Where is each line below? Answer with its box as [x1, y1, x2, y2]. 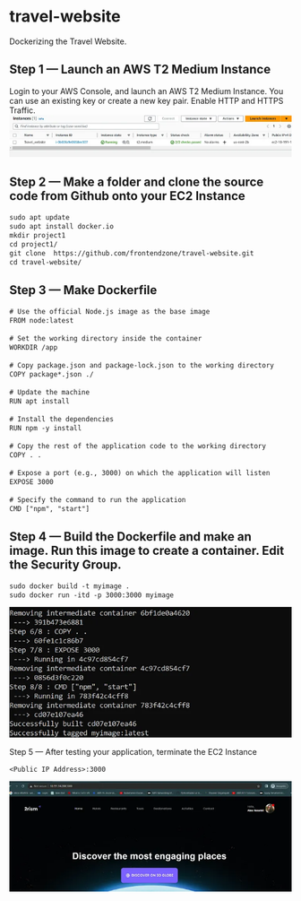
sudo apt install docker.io [9, 222, 115, 231]
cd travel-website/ [9, 258, 82, 267]
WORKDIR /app [9, 343, 58, 352]
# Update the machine [9, 388, 90, 397]
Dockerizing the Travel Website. [9, 36, 127, 47]
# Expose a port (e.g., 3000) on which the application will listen [9, 469, 271, 478]
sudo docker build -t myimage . [9, 582, 130, 591]
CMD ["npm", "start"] [9, 505, 90, 514]
